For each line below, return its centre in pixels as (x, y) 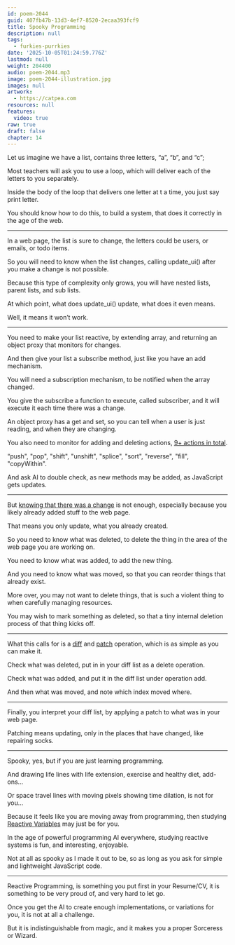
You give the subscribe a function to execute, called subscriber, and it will (113, 401)
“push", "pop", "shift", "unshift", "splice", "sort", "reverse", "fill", (98, 456)
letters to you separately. (43, 179)
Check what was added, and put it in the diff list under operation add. (107, 679)
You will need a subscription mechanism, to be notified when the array (109, 380)
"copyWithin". (27, 464)
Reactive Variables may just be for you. (64, 824)
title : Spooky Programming (47, 27)
